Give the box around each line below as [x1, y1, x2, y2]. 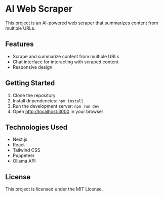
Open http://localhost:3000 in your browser [12, 108, 104, 114]
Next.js [12, 136, 28, 142]
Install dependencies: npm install [12, 97, 84, 104]
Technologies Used [5, 123, 67, 132]
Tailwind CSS [12, 147, 40, 153]
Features [5, 40, 34, 49]
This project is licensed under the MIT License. [5, 186, 103, 192]
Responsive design [12, 64, 53, 70]
